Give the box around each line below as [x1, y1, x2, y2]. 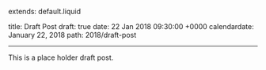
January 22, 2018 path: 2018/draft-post [8, 31, 137, 39]
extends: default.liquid [8, 7, 82, 16]
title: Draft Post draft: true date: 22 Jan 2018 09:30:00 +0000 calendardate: [8, 22, 255, 31]
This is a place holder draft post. [8, 53, 114, 62]
